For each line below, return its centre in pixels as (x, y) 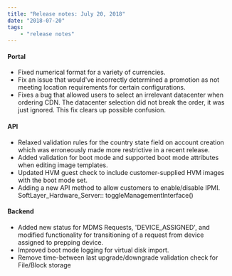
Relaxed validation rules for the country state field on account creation (121, 142)
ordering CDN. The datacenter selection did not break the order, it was (121, 102)
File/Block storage (44, 265)
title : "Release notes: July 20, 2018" (67, 14)
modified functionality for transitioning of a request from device (111, 235)
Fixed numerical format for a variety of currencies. (91, 73)
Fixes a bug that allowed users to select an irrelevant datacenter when (121, 95)
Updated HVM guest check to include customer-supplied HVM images (121, 172)
